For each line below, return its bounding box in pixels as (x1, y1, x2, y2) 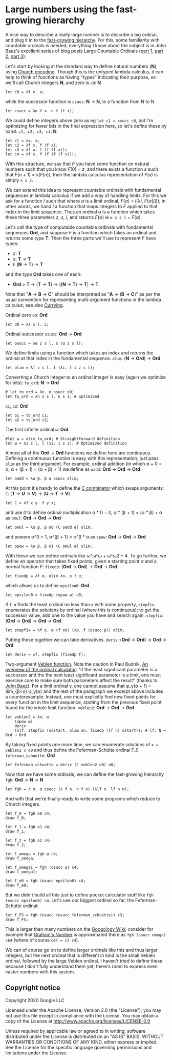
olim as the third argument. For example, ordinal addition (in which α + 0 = (5, 461, 162, 467)
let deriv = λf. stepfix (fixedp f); (5, 652, 86, 657)
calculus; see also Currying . (5, 302, 64, 308)
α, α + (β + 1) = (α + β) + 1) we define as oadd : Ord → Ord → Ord (5, 466, 141, 472)
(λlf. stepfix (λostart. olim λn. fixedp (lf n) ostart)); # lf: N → (14, 728, 166, 733)
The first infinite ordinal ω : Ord (5, 426, 69, 432)
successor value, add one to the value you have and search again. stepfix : (5, 612, 164, 618)
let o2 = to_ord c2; (5, 417, 50, 423)
